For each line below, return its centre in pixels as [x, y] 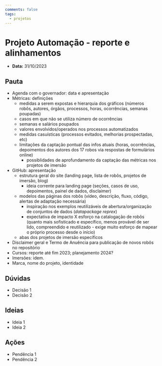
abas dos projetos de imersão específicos [61, 238]
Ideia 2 [19, 327]
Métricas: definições [32, 98]
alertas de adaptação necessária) [52, 201]
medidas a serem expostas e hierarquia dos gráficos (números [81, 103]
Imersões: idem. [28, 258]
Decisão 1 [22, 290]
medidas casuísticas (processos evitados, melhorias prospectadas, [86, 134]
